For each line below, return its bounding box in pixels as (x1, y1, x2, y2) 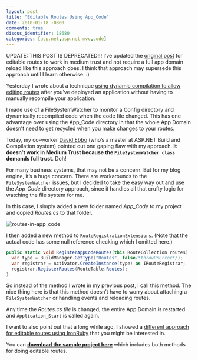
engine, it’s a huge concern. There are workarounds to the (6, 173, 147, 179)
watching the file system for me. (6, 192, 84, 198)
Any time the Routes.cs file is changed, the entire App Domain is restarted (6, 306, 186, 313)
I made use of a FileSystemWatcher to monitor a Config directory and (6, 106, 174, 113)
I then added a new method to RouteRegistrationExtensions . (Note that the (6, 232, 189, 239)
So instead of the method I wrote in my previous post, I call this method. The (6, 282, 192, 289)
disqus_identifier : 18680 (6, 31, 70, 36)
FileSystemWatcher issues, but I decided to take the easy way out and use (6, 179, 184, 186)
